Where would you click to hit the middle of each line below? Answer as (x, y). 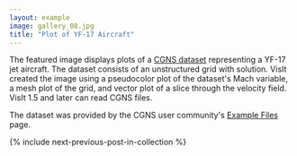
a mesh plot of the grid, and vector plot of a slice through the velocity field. (148, 88)
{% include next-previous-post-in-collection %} (98, 142)
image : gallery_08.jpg (52, 26)
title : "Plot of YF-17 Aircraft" (72, 34)
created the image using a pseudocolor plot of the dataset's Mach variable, (149, 79)
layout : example (40, 17)
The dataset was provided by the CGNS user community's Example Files (144, 115)
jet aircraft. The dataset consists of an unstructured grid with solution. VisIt (148, 69)
